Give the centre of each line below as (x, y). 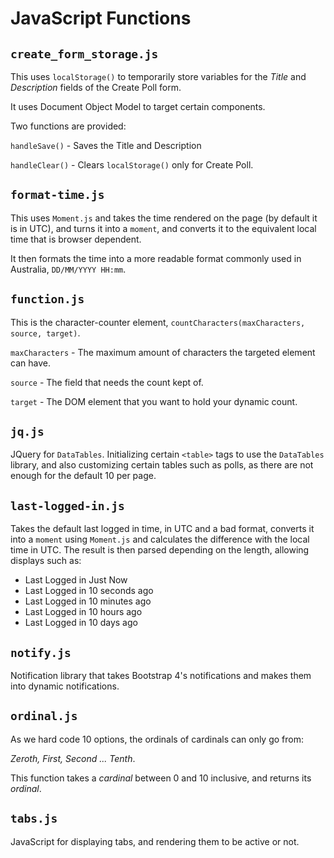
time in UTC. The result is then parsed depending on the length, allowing (160, 550)
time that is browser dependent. (76, 239)
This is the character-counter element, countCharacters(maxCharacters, (158, 322)
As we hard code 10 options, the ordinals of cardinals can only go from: (157, 739)
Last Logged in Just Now (76, 580)
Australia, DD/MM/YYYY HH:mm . (68, 269)
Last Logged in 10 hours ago (83, 612)
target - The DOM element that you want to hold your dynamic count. (154, 401)
